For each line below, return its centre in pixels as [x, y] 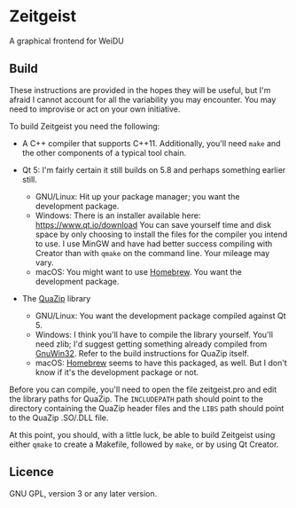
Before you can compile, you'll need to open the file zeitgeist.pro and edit [143, 389]
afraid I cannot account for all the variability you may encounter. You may [143, 99]
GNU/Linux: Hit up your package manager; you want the [137, 196]
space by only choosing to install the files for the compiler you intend [161, 234]
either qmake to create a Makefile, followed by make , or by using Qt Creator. [144, 444]
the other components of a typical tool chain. [104, 152]
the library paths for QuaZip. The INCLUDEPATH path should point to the [136, 399]
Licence [32, 472]
